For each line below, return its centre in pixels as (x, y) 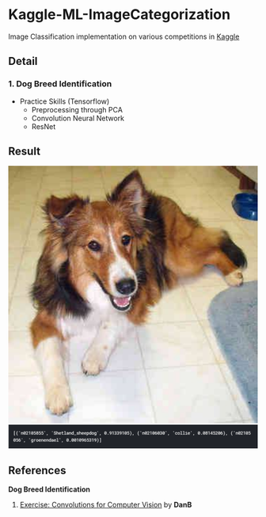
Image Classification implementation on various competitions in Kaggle (124, 36)
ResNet (44, 126)
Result (25, 152)
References (37, 470)
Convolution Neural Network (78, 118)
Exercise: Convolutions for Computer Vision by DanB (106, 505)
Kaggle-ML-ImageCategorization (120, 15)
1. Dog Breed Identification (60, 84)
